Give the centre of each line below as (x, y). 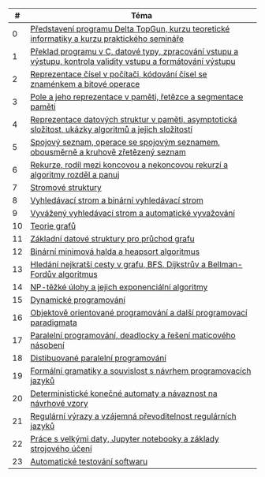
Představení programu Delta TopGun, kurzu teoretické (130, 29)
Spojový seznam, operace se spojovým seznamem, (125, 142)
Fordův (43, 274)
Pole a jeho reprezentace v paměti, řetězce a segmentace (137, 97)
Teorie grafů (53, 226)
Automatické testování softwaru (89, 462)
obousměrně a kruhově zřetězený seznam (108, 152)
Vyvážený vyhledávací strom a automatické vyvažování (132, 213)
